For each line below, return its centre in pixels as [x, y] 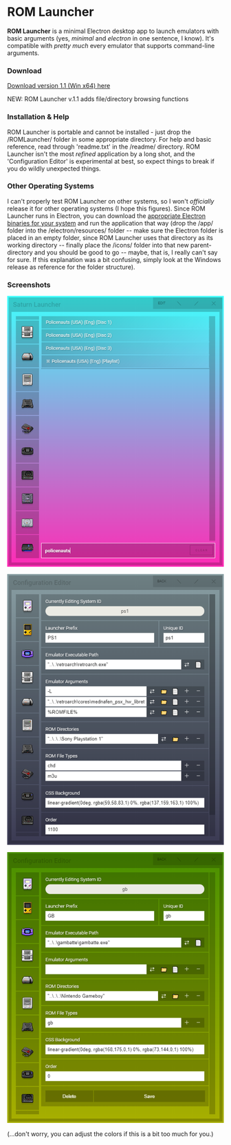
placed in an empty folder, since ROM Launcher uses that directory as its [110, 237]
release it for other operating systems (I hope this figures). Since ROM [106, 208]
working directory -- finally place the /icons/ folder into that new [98, 245]
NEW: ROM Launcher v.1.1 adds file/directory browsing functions [98, 99]
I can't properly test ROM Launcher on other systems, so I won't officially [111, 201]
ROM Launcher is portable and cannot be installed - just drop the [99, 132]
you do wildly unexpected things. [54, 168]
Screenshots [29, 285]
